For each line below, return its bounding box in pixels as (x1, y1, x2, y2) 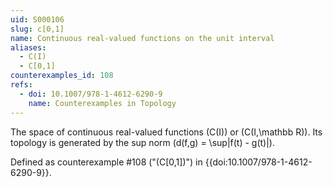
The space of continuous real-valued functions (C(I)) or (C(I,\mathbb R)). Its (10, 126, 323, 138)
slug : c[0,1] (10, 24, 65, 34)
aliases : (10, 42, 47, 53)
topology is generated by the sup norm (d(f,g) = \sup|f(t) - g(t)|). (10, 136, 276, 148)
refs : (10, 80, 33, 90)
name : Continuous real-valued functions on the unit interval (10, 33, 275, 43)
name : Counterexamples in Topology (28, 98, 177, 108)
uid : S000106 (10, 14, 65, 25)
